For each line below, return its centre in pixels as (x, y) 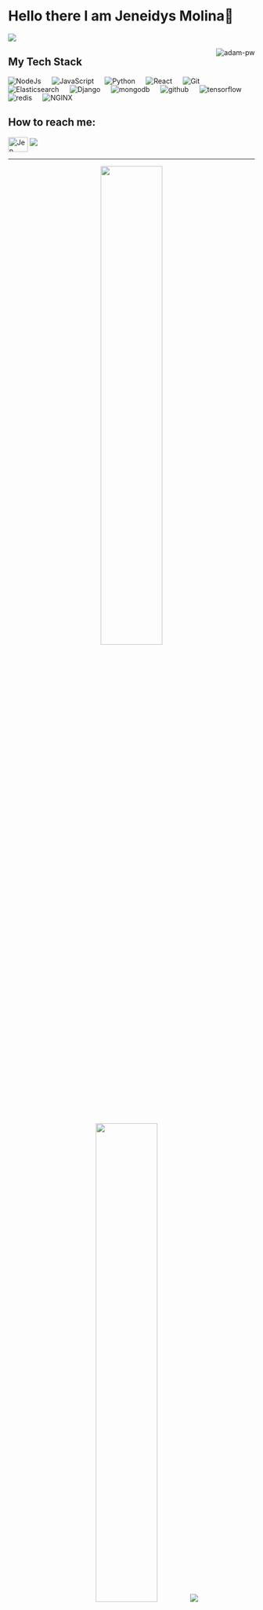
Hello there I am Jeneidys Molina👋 (121, 16)
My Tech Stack (45, 62)
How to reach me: (52, 122)
